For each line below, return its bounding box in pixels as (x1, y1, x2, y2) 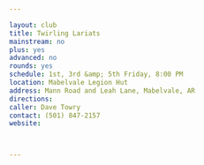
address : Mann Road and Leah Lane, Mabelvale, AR (9, 86, 196, 95)
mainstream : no (9, 37, 65, 46)
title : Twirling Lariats (9, 28, 101, 38)
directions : (9, 94, 53, 103)
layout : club (9, 20, 57, 29)
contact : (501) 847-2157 (9, 111, 101, 120)
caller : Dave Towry (9, 102, 81, 111)
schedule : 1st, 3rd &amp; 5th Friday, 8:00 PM (9, 70, 184, 79)
